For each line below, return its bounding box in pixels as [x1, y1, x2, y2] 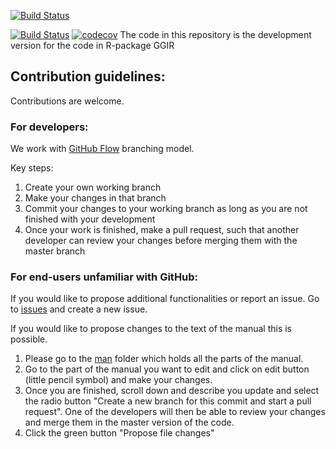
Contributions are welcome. [10, 95, 125, 107]
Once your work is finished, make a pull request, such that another [24, 224, 300, 236]
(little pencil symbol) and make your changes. [24, 374, 213, 386]
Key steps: [10, 162, 54, 174]
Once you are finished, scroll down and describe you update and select [24, 385, 320, 397]
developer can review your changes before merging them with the [24, 235, 298, 247]
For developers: [10, 120, 89, 134]
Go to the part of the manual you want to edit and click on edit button [24, 363, 310, 375]
